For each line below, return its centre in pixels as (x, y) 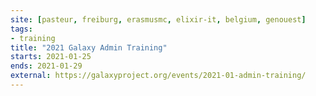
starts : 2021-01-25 (51, 57)
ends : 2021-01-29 (46, 66)
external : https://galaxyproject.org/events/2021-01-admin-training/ (158, 76)
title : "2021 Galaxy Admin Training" (89, 47)
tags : (21, 29)
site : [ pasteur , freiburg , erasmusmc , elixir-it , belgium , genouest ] (158, 19)
